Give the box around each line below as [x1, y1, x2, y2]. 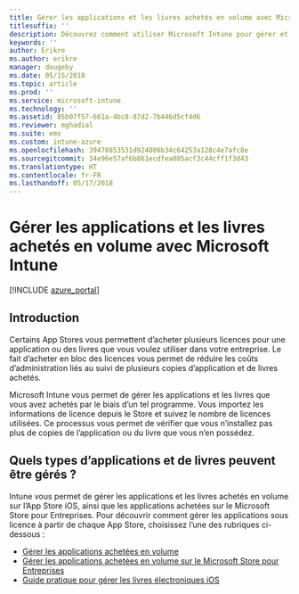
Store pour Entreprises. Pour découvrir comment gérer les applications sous [9, 509, 289, 520]
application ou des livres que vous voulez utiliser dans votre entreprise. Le [9, 343, 282, 354]
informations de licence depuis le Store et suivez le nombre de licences [9, 408, 271, 419]
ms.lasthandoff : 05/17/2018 [9, 179, 114, 188]
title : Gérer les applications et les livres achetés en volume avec [9, 12, 273, 22]
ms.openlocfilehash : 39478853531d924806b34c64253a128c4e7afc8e [9, 145, 249, 154]
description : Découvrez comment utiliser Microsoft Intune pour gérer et [9, 29, 289, 38]
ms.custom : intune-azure [9, 137, 101, 146]
